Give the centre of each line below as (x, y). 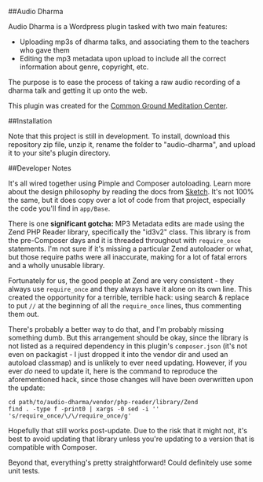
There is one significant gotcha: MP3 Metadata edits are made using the (126, 224)
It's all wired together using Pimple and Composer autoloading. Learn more (130, 183)
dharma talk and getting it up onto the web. (78, 90)
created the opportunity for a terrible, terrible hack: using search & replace (129, 297)
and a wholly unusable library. (57, 265)
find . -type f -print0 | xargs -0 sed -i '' (84, 409)
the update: (27, 388)
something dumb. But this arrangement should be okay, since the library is (128, 338)
